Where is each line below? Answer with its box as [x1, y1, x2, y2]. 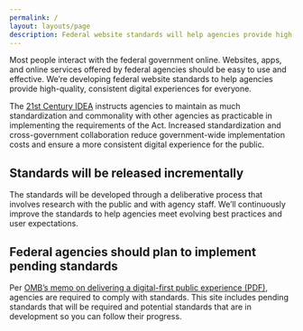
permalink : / [9, 13, 59, 23]
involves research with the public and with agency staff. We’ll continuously [9, 199, 287, 210]
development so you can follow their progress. [9, 311, 182, 321]
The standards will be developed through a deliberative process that [9, 189, 263, 200]
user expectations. [9, 218, 78, 229]
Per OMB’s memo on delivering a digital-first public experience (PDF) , [9, 282, 269, 293]
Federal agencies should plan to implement [9, 244, 257, 260]
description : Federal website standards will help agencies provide [9, 30, 272, 39]
